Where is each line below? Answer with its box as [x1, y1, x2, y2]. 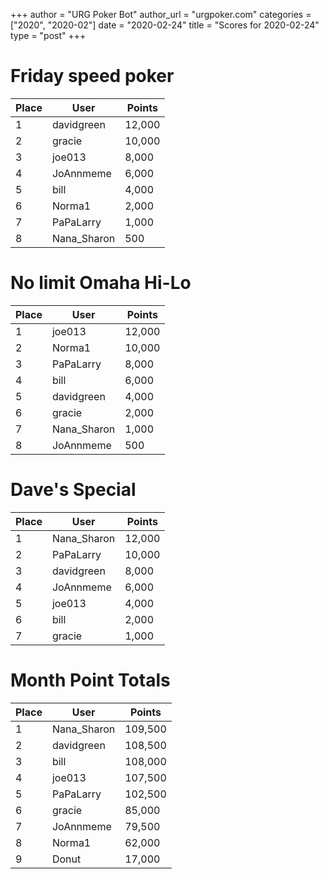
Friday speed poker [10, 65, 175, 88]
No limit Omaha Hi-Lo [10, 272, 192, 294]
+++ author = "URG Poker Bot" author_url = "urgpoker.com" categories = [10, 9, 312, 20]
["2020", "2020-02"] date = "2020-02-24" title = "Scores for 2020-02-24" [10, 19, 320, 31]
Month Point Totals [10, 669, 171, 691]
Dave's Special [10, 479, 137, 501]
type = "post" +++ [10, 30, 87, 41]
